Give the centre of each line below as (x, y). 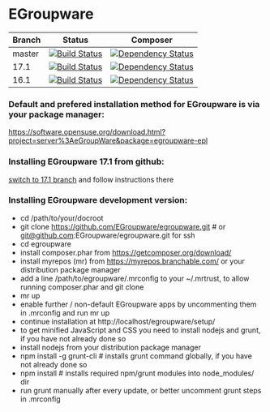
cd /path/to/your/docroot (62, 218)
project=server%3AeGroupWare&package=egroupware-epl (108, 141)
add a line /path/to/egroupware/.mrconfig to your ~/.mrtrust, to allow (135, 278)
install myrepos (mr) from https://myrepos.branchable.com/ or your (133, 261)
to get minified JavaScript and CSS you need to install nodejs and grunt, (140, 330)
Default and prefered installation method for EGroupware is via (134, 104)
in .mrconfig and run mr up (65, 312)
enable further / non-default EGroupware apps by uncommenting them (138, 304)
